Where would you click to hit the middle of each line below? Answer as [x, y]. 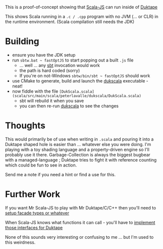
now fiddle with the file [35, 91]
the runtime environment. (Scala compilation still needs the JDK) [70, 22]
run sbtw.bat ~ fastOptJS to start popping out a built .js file [73, 60]
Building [22, 41]
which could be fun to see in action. [41, 165]
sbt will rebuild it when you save [52, 101]
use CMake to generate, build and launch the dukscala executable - [80, 81]
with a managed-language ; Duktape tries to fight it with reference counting [81, 160]
